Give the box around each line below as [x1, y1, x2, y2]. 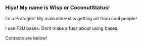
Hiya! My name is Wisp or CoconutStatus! [5, 4, 110, 11]
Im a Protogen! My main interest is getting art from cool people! [5, 16, 137, 22]
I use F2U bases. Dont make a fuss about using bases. [5, 25, 119, 31]
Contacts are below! [5, 35, 47, 41]
